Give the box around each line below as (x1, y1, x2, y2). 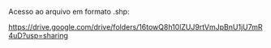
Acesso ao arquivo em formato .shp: (8, 7, 130, 16)
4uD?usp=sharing (8, 31, 69, 40)
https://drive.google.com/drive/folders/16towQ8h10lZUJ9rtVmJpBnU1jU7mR (8, 22, 263, 31)
